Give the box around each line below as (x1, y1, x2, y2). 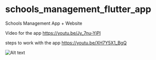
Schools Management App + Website (5, 20, 83, 26)
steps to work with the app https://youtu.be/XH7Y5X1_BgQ (5, 39, 127, 46)
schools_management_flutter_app (5, 4, 151, 15)
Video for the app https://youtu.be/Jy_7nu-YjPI (5, 30, 101, 36)
